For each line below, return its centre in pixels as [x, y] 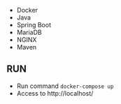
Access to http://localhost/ [55, 93]
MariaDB [29, 32]
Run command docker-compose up [65, 86]
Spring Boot [34, 25]
